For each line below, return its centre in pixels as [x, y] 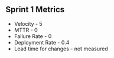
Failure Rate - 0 [33, 36]
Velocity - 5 [28, 23]
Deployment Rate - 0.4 [42, 42]
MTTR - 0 [26, 30]
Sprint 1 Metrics [35, 10]
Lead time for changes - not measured [61, 49]
